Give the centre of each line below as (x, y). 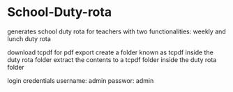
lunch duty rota (29, 38)
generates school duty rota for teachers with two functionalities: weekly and (117, 31)
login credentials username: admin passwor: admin (81, 80)
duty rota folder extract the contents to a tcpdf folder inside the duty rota (112, 59)
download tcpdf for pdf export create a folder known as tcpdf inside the (111, 52)
